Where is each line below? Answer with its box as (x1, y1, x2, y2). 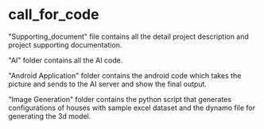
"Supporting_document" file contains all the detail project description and (8, 32, 249, 41)
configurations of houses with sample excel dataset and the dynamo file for (8, 103, 256, 112)
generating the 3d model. (8, 111, 91, 120)
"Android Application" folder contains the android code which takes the (8, 70, 242, 80)
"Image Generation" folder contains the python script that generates (8, 94, 232, 104)
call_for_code (8, 6, 99, 24)
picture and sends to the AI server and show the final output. (8, 79, 207, 89)
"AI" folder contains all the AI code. (8, 55, 123, 65)
